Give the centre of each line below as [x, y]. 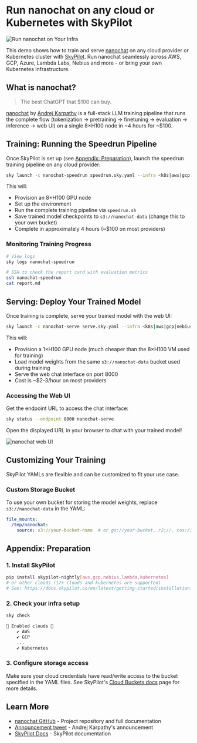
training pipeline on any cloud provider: [53, 164]
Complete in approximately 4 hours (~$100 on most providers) [90, 229]
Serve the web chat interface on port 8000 [66, 374]
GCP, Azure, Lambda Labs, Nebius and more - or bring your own [84, 63]
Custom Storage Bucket [41, 489]
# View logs [21, 256]
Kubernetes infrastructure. [38, 69]
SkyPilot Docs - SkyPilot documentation [63, 733]
